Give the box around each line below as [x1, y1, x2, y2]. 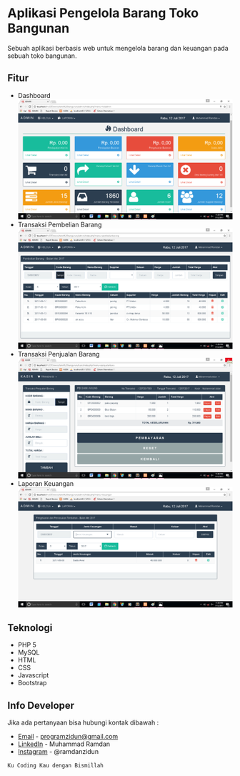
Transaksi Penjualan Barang [17, 350, 100, 359]
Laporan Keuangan [17, 479, 74, 487]
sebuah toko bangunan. [7, 51, 77, 60]
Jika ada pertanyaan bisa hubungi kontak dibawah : [7, 718, 159, 727]
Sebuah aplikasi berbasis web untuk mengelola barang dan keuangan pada [7, 44, 229, 52]
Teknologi [7, 622, 53, 634]
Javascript [17, 671, 49, 680]
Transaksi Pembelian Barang [17, 220, 102, 229]
